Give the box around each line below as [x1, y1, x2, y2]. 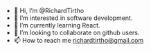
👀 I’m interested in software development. [13, 14, 133, 22]
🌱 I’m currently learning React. [13, 21, 100, 29]
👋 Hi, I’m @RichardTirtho [13, 7, 85, 14]
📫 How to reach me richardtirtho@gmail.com [13, 37, 144, 44]
